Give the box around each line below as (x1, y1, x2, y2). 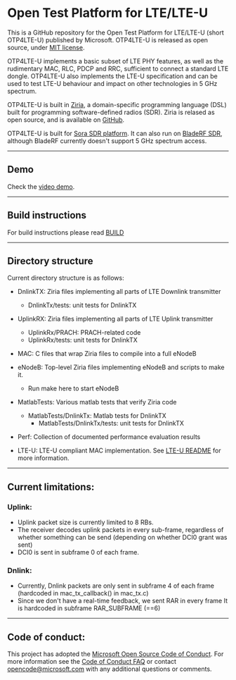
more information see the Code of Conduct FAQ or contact (7, 657, 177, 666)
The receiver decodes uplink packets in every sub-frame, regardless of (17, 526, 224, 534)
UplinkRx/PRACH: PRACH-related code (27, 328, 141, 337)
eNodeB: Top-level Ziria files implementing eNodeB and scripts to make (17, 363, 225, 371)
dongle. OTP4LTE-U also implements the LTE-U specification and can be (7, 72, 218, 80)
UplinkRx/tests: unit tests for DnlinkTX (27, 336, 138, 345)
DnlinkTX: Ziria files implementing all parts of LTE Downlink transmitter (17, 288, 221, 296)
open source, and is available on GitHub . (7, 115, 125, 124)
